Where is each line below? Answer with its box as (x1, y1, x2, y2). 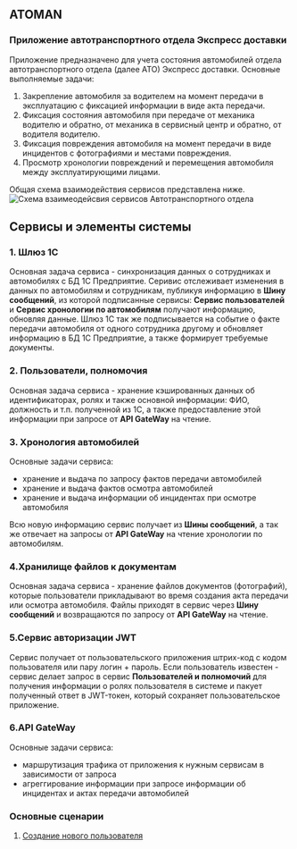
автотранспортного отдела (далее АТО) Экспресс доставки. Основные (9, 63, 281, 74)
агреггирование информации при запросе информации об (21, 778, 246, 789)
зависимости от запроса (21, 769, 117, 779)
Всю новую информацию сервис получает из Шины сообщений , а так (9, 518, 279, 530)
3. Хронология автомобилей (9, 435, 140, 448)
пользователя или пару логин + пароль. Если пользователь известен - (9, 661, 279, 672)
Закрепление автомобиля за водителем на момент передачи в (21, 90, 264, 101)
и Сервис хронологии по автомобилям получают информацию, (9, 304, 256, 315)
